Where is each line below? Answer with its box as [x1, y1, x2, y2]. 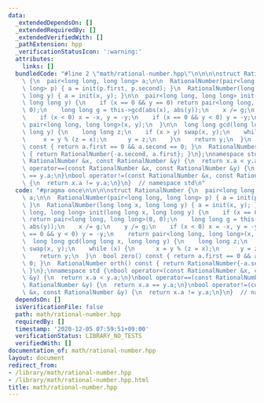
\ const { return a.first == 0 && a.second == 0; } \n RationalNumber [22, 143, 258, 151]
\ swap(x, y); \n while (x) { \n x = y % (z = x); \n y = [22, 245, 251, 252]
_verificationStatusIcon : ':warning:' [15, 48, 143, 56]
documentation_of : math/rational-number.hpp [8, 347, 156, 355]
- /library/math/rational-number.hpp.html [8, 376, 149, 384]
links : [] [22, 63, 55, 71]
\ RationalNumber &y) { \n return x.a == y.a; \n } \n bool [22, 281, 210, 289]
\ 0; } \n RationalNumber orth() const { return [22, 260, 185, 267]
